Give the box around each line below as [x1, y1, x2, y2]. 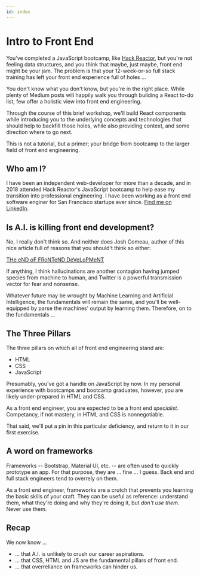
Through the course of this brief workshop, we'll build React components [6, 109, 186, 117]
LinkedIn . [6, 205, 29, 212]
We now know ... [6, 539, 47, 546]
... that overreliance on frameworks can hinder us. [14, 563, 138, 570]
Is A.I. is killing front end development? [6, 222, 155, 232]
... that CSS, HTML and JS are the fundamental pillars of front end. [14, 556, 179, 564]
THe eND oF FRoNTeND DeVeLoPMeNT [6, 256, 104, 263]
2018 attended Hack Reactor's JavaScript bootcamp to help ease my [6, 186, 176, 193]
